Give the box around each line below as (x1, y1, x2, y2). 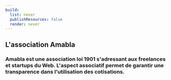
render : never (10, 21, 40, 27)
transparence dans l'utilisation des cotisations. (5, 68, 125, 75)
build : (5, 7, 19, 13)
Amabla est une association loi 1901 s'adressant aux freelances (5, 55, 166, 62)
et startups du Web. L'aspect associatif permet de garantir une (5, 62, 164, 69)
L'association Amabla (5, 40, 76, 49)
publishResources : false (10, 17, 63, 22)
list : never (10, 12, 36, 17)
